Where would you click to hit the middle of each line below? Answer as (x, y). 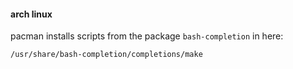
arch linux (31, 14)
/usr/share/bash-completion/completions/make (106, 55)
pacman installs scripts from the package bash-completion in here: (147, 36)
